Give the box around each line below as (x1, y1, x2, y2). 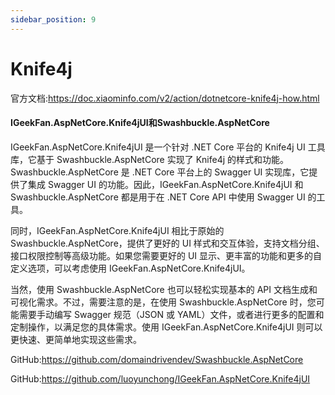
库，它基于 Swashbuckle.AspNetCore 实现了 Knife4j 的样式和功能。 (10, 153, 290, 165)
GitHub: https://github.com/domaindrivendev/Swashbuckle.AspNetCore (10, 353, 304, 365)
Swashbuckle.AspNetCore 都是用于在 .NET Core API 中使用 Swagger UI (10, 191, 306, 203)
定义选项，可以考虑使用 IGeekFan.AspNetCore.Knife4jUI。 (10, 262, 251, 274)
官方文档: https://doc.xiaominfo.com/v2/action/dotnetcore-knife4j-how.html (10, 92, 320, 104)
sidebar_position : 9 (10, 14, 97, 25)
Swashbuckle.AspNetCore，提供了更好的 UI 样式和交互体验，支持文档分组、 (10, 237, 325, 249)
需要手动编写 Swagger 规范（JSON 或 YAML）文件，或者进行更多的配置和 (18, 308, 325, 320)
